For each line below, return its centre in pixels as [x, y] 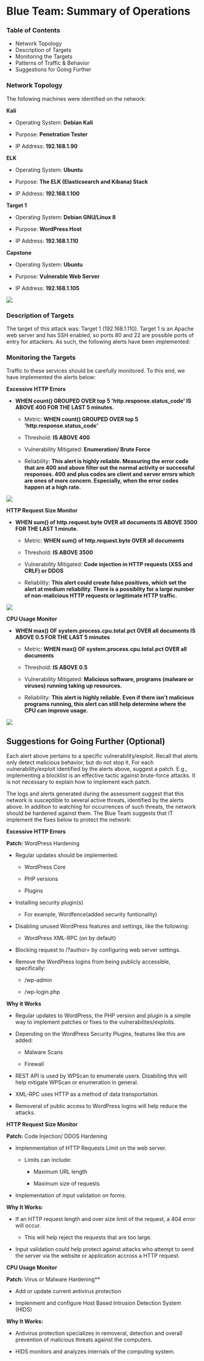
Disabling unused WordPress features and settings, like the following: [102, 926]
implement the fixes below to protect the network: [69, 820]
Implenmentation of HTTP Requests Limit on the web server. [91, 1148]
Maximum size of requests [67, 1184]
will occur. [28, 1225]
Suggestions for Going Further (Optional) [86, 741]
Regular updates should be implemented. [67, 855]
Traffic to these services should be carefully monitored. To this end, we [96, 371]
